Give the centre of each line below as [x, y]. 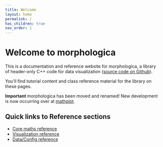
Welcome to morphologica [61, 53]
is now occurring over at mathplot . [40, 101]
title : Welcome [21, 10]
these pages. [19, 87]
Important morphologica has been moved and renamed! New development [81, 96]
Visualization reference [36, 134]
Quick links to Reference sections [58, 117]
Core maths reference [35, 129]
